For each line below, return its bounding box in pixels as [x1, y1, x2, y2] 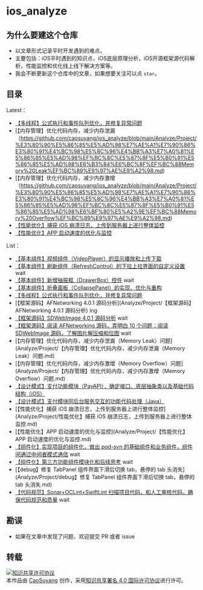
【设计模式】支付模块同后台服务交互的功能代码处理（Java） [14, 397, 165, 405]
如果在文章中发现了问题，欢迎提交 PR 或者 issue [14, 532, 135, 540]
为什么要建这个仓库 [6, 30, 78, 40]
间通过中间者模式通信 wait [14, 450, 80, 458]
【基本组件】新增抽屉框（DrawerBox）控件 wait [14, 276, 135, 283]
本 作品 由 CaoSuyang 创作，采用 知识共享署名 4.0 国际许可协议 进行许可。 [6, 577, 187, 584]
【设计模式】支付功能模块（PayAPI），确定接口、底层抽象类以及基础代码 [14, 382, 195, 389]
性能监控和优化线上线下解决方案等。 [25, 62, 116, 69]
